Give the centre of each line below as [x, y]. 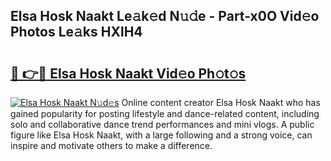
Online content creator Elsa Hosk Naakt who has [221, 102]
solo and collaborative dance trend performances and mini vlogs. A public [162, 124]
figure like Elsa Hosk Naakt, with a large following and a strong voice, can [161, 135]
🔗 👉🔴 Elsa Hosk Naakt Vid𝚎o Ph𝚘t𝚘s [128, 73]
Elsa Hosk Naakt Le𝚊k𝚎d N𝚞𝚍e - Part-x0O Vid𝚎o [165, 16]
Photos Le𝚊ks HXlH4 [76, 32]
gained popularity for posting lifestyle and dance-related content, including [165, 113]
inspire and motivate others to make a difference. [111, 145]
